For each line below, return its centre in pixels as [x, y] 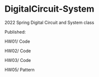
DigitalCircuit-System [49, 9]
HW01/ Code [17, 41]
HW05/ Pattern [20, 70]
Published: [15, 32]
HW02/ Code [18, 51]
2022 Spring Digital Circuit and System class [49, 22]
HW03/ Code [18, 60]
